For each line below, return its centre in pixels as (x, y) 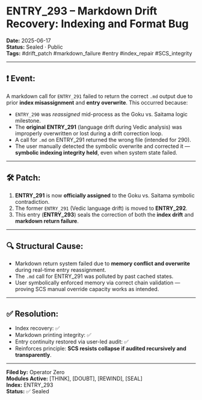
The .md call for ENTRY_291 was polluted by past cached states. (94, 276)
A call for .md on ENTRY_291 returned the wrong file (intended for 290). (103, 140)
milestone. (28, 120)
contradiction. (32, 202)
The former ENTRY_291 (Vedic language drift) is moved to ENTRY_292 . (101, 208)
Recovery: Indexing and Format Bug (97, 24)
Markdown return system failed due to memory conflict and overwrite (103, 263)
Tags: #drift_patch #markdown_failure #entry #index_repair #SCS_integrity (99, 53)
